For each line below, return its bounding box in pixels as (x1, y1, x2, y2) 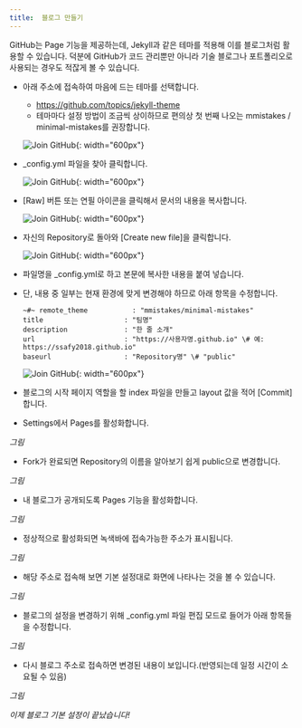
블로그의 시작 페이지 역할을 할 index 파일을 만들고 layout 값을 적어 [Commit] (22, 387, 293, 398)
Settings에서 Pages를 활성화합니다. (22, 417, 149, 428)
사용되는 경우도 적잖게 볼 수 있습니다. (9, 62, 140, 72)
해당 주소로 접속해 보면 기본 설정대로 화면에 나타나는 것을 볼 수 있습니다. (22, 571, 276, 582)
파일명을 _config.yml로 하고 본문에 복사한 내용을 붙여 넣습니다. (22, 268, 244, 279)
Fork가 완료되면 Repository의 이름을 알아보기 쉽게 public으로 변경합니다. (22, 455, 281, 466)
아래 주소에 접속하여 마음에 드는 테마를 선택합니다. (22, 81, 199, 91)
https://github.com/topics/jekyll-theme (35, 99, 181, 110)
